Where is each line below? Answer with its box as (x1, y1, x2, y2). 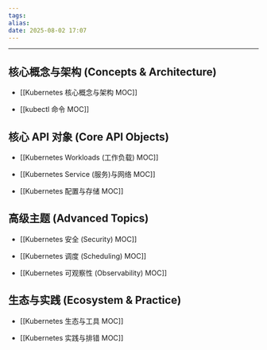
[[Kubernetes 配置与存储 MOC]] (19, 187, 124, 195)
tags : (8, 11, 26, 20)
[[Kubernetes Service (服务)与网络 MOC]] (19, 170, 156, 179)
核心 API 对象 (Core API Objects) (8, 130, 169, 144)
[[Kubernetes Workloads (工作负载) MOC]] (19, 152, 159, 162)
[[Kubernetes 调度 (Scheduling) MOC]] (19, 251, 147, 260)
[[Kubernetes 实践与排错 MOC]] (19, 333, 124, 342)
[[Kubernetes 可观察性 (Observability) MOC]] (19, 267, 168, 278)
